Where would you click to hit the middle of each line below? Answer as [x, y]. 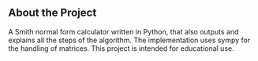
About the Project [52, 13]
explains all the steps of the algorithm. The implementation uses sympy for [129, 40]
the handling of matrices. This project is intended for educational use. [121, 48]
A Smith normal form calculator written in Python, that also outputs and [123, 31]
